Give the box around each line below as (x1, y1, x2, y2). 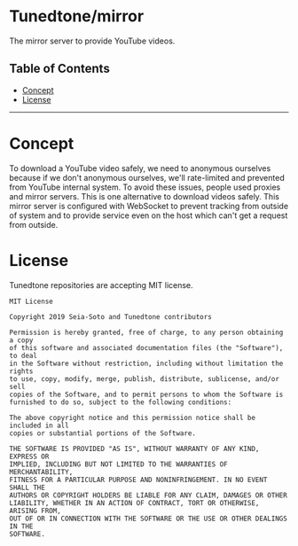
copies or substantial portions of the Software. (9, 428, 197, 438)
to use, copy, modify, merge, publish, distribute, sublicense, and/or (9, 374, 279, 383)
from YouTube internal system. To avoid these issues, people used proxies (9, 182, 281, 192)
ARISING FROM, (9, 506, 62, 515)
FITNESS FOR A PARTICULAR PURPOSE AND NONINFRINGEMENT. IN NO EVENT (9, 475, 268, 484)
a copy (9, 335, 34, 345)
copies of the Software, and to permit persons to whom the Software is (9, 390, 284, 399)
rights (9, 366, 34, 376)
